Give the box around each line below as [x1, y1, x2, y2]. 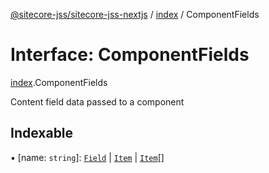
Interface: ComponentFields [10, 44, 250, 66]
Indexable [10, 125, 74, 142]
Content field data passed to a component [10, 95, 185, 108]
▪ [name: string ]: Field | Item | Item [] [10, 151, 165, 163]
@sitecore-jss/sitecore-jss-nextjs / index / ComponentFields [10, 9, 260, 20]
